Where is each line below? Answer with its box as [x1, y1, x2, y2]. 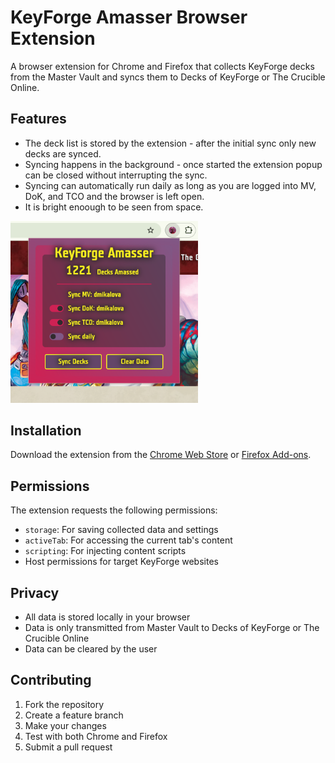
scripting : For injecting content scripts [24, 545, 187, 557]
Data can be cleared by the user [24, 643, 158, 655]
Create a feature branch [24, 709, 124, 721]
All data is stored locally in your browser [24, 611, 191, 623]
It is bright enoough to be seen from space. [24, 201, 204, 213]
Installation [10, 422, 82, 439]
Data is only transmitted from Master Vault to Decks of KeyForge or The [24, 622, 320, 634]
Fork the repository [24, 698, 105, 710]
